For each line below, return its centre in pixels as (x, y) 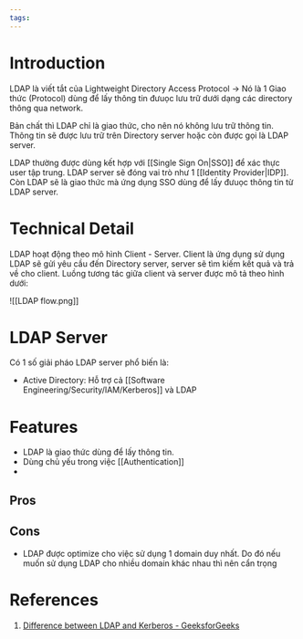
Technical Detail (72, 228)
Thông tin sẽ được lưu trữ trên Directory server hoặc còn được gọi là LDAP (149, 135)
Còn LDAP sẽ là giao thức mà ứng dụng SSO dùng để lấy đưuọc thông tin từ (151, 182)
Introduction (57, 63)
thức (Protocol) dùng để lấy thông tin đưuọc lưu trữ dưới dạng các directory (151, 98)
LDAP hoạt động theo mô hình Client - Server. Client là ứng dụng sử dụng (147, 254)
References (54, 600)
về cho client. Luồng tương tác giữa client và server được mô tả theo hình (147, 273)
